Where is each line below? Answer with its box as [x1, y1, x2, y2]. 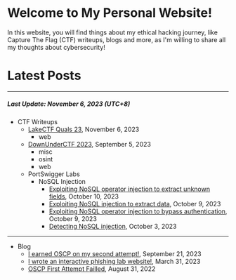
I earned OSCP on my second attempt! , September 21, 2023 [27, 249, 202, 258]
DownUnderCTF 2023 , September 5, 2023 [27, 140, 151, 148]
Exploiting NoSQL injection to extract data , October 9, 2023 [48, 199, 221, 208]
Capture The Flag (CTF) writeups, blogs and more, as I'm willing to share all [7, 35, 226, 44]
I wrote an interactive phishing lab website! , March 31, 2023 [27, 257, 201, 265]
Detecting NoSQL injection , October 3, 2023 [48, 222, 177, 230]
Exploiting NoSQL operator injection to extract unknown [48, 185, 211, 193]
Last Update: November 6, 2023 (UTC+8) [7, 100, 131, 108]
